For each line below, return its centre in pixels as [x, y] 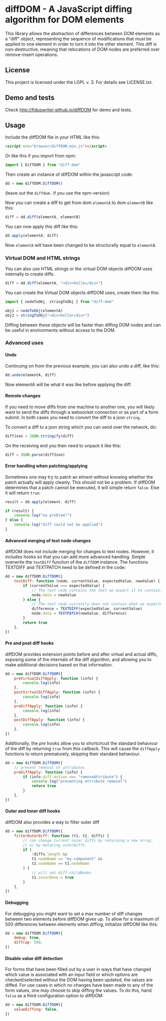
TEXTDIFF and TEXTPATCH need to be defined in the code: [65, 568]
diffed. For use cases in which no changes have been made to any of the [79, 985]
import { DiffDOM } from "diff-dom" [43, 165]
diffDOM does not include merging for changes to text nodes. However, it [80, 552]
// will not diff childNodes [62, 873]
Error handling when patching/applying [46, 466]
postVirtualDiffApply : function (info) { [57, 692]
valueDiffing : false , [36, 1010]
